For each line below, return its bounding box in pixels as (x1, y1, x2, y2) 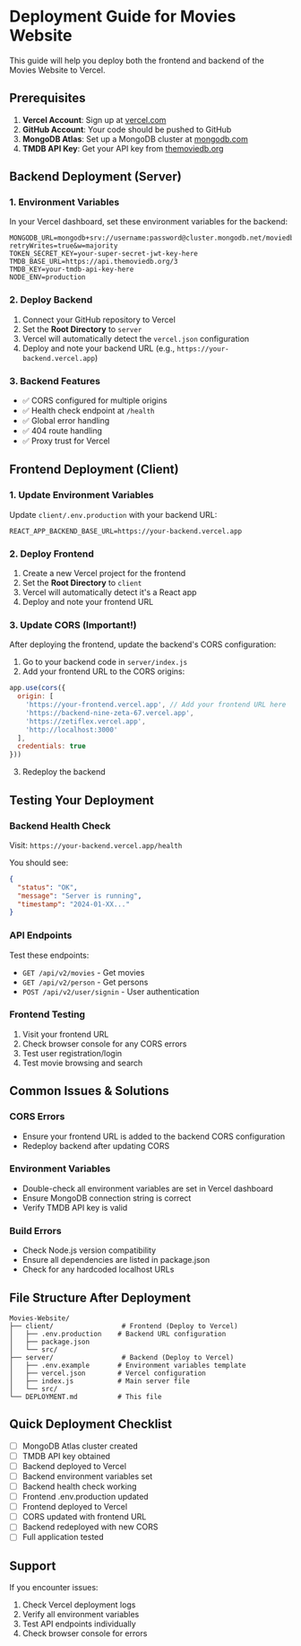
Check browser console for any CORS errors (21, 1038, 187, 1049)
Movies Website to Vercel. (9, 65, 106, 75)
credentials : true (17, 742, 87, 751)
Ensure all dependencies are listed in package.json (21, 1255, 211, 1265)
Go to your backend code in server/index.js (21, 657, 188, 668)
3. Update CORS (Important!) (9, 618, 137, 631)
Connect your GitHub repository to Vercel (21, 314, 176, 325)
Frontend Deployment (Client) (9, 462, 179, 477)
